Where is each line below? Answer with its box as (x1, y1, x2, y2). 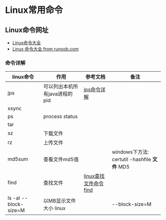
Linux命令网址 (5, 26, 48, 34)
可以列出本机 (43, 83, 73, 90)
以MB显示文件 (43, 197, 76, 204)
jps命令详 (83, 86, 106, 93)
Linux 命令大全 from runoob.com (12, 46, 79, 52)
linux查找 (83, 173, 105, 179)
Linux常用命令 (5, 4, 63, 16)
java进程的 (48, 90, 73, 97)
